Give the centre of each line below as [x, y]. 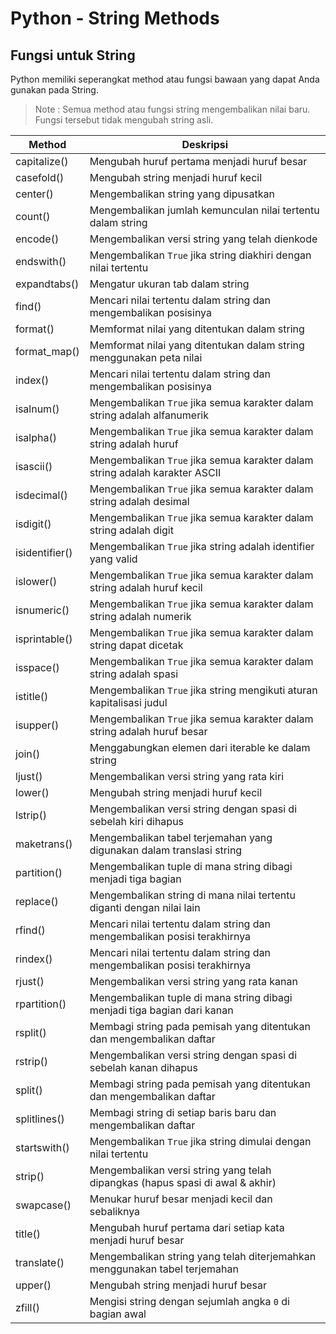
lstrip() [31, 815]
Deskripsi [205, 144]
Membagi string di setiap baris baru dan [183, 1112]
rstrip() [32, 1061]
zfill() [27, 1307]
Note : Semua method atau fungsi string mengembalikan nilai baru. [172, 109]
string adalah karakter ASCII [155, 472]
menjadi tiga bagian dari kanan [161, 1010]
